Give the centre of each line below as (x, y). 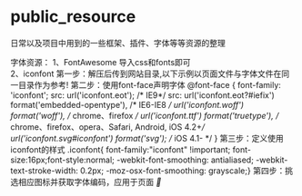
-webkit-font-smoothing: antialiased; (185, 160)
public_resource (73, 17)
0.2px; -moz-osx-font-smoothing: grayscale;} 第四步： (182, 171)
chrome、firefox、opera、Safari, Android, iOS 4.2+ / (108, 127)
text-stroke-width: (44, 171)
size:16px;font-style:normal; (62, 160)
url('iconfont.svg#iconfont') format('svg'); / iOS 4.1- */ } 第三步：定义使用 (147, 138)
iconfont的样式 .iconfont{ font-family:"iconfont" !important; (121, 149)
